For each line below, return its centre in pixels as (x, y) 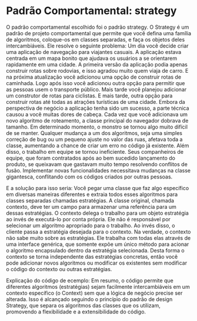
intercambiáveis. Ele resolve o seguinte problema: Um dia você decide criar (98, 46)
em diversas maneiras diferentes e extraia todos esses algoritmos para (92, 194)
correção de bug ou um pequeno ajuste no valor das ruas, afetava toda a (94, 139)
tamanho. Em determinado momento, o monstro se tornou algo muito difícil (97, 127)
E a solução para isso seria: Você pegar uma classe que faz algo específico (98, 188)
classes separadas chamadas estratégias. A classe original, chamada (90, 200)
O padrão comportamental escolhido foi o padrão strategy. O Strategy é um (98, 27)
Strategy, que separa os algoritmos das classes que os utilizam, (83, 305)
